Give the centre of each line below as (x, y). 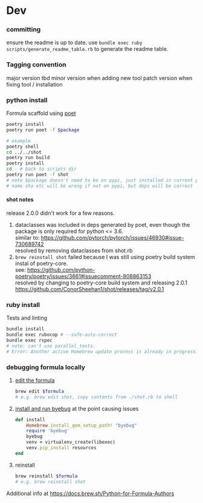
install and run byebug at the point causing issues (77, 409)
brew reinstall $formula (46, 476)
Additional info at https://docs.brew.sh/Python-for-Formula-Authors (90, 493)
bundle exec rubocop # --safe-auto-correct (62, 335)
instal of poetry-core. (41, 263)
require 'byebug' (48, 431)
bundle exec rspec (29, 340)
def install (30, 419)
